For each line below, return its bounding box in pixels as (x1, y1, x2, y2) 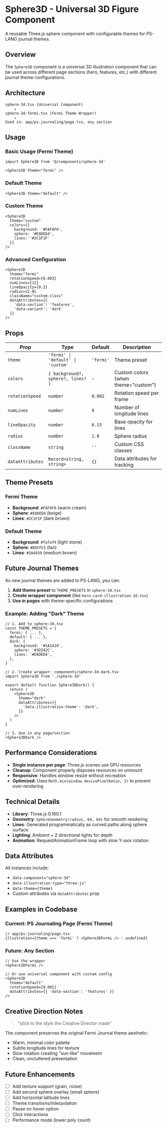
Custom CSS (114, 440, 144, 447)
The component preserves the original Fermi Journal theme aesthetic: (5, 1030, 149, 1036)
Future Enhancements (5, 1070, 76, 1079)
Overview (5, 50, 36, 59)
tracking (114, 461, 134, 468)
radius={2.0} (9, 289, 37, 294)
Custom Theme (5, 202, 43, 209)
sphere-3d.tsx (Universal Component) (5, 102, 83, 107)
